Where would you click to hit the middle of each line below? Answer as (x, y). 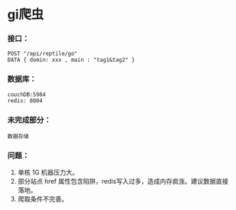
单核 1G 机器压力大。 (48, 172)
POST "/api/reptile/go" (43, 54)
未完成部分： (29, 120)
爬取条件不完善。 (43, 199)
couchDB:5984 (27, 94)
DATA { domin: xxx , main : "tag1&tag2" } (71, 60)
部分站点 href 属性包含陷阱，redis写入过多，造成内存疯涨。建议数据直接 (123, 182)
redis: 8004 (25, 100)
